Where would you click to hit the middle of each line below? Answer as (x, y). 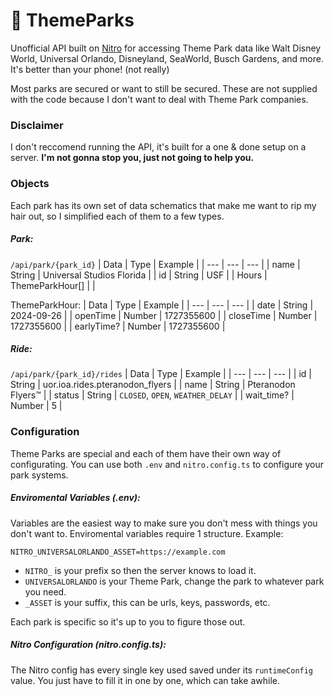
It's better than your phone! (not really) (90, 69)
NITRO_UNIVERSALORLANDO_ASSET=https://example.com (118, 552)
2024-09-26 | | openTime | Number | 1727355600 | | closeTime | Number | (164, 315)
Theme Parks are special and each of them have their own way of (146, 453)
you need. (45, 591)
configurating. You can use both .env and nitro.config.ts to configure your (167, 464)
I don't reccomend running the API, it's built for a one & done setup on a (158, 147)
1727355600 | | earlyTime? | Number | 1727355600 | (118, 326)
